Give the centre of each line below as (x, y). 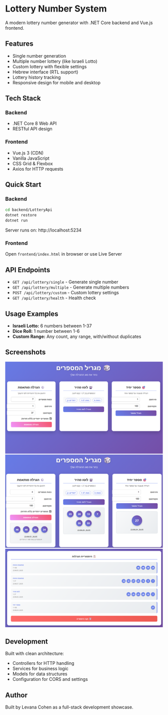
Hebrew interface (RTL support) (45, 72)
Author (16, 695)
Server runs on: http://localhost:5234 (43, 230)
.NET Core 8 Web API (34, 124)
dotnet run (16, 221)
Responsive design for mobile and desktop (56, 82)
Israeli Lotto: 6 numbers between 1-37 (52, 326)
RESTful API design (32, 129)
